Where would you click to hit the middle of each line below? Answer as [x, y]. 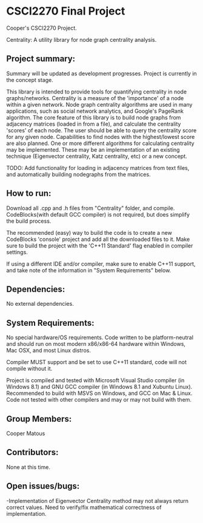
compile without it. [29, 369]
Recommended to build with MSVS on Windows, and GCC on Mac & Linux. [99, 393]
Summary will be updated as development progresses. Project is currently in [101, 73]
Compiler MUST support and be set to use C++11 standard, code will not [96, 362]
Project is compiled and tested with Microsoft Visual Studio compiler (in [95, 380]
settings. [17, 252]
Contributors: [32, 452]
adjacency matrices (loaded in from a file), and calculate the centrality [94, 124]
